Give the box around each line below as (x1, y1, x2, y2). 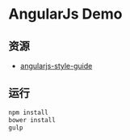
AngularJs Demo (8, 5, 123, 23)
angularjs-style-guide (19, 62, 93, 70)
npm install (8, 108, 48, 117)
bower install (8, 116, 57, 124)
